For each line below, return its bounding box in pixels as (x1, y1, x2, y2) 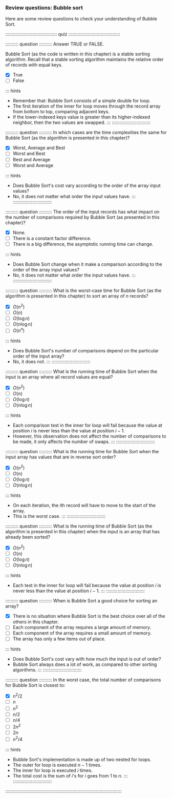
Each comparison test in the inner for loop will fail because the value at (12, 422, 163, 429)
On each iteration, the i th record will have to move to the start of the (12, 502, 156, 509)
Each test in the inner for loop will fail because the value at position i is (12, 582, 161, 589)
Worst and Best (12, 151, 46, 157)
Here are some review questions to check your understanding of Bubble (5, 16, 158, 22)
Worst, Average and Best (12, 145, 66, 151)
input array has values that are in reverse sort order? (5, 454, 116, 460)
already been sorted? (5, 534, 50, 540)
